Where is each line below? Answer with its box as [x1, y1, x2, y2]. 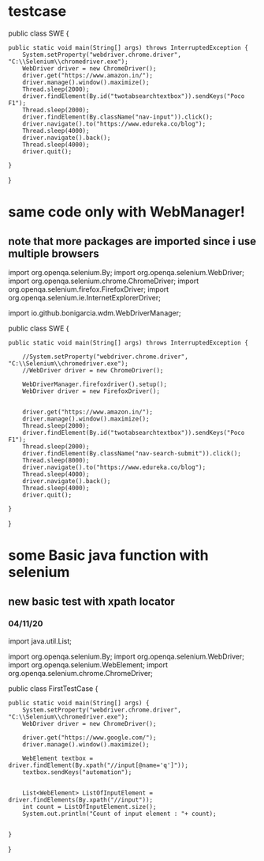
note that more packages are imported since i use [8, 234, 257, 247]
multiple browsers [8, 247, 100, 260]
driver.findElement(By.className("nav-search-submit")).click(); [22, 449, 242, 457]
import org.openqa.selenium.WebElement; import [8, 659, 168, 670]
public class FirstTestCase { [8, 683, 99, 693]
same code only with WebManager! [8, 203, 246, 221]
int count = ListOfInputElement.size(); [22, 802, 157, 810]
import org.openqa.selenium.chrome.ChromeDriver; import [8, 276, 199, 285]
